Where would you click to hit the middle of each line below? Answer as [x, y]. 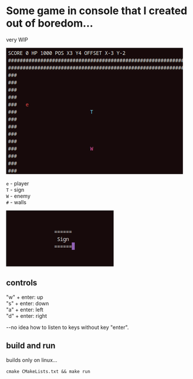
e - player [18, 183]
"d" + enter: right [27, 315]
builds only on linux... [32, 360]
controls [22, 283]
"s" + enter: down [28, 303]
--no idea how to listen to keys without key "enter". [67, 327]
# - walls [16, 202]
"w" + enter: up [25, 297]
